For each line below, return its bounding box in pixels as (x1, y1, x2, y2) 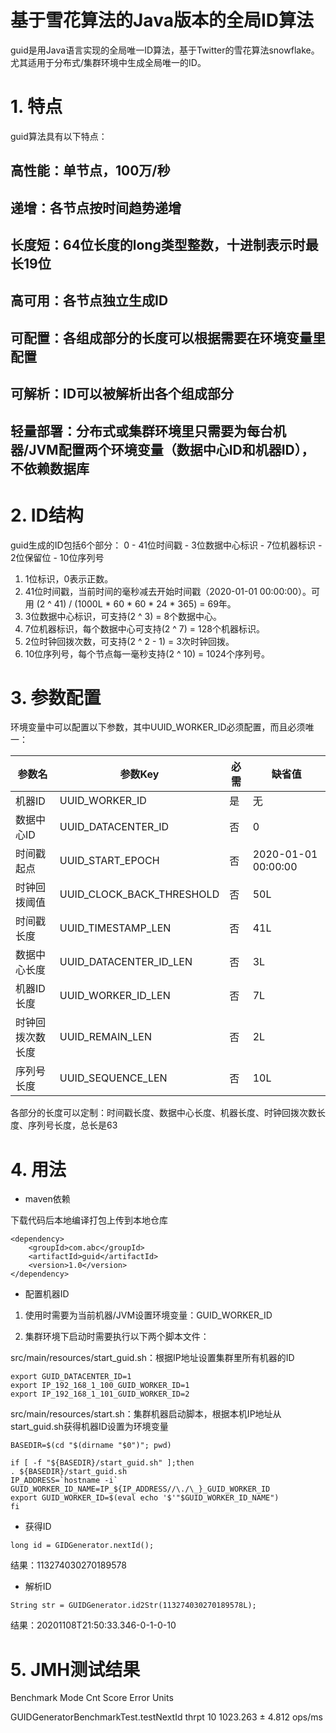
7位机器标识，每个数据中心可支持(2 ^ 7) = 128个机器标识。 (24, 622, 265, 635)
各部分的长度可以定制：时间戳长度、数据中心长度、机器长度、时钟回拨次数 (10, 1107, 317, 1119)
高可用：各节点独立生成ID (10, 292, 169, 310)
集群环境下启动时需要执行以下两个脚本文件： (24, 1331, 210, 1343)
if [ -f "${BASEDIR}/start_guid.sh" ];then (10, 1458, 195, 1468)
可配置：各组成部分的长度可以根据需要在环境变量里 (10, 329, 326, 346)
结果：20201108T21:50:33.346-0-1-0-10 (10, 1619, 177, 1631)
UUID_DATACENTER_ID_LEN (59, 955, 193, 969)
